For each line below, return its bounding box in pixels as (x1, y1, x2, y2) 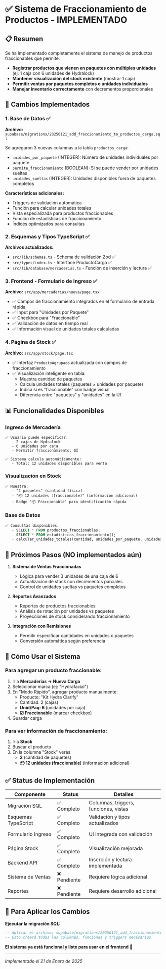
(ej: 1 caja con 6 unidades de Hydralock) (12, 70, 94, 76)
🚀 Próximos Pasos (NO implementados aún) (5, 551, 142, 559)
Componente (14, 790, 46, 797)
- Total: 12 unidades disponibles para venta (11, 461, 107, 466)
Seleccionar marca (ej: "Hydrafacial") (12, 684, 88, 690)
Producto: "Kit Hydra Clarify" (19, 694, 79, 700)
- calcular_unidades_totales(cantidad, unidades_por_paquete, (11, 537, 142, 542)
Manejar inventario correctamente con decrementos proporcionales (12, 86, 153, 92)
